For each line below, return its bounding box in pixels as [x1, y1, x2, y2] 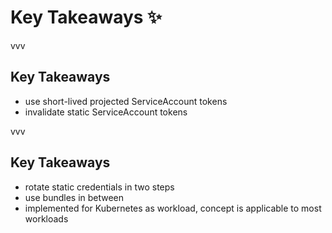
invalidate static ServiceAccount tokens [24, 106, 188, 118]
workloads [24, 212, 69, 225]
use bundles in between [24, 191, 125, 203]
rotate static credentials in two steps [24, 181, 175, 193]
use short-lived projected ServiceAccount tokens [24, 95, 228, 107]
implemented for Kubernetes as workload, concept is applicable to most [24, 202, 322, 214]
